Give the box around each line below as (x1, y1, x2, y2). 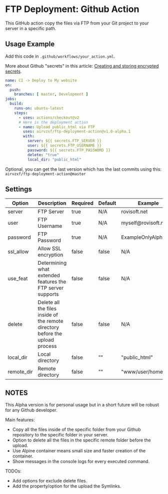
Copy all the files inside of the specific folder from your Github (12, 426, 141, 432)
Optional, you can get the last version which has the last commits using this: (5, 166, 161, 172)
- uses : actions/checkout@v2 (18, 115, 79, 120)
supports (37, 291, 59, 298)
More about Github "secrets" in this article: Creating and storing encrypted (5, 63, 159, 69)
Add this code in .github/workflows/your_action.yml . (5, 53, 115, 59)
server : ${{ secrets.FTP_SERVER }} (27, 139, 101, 144)
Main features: (5, 417, 35, 423)
